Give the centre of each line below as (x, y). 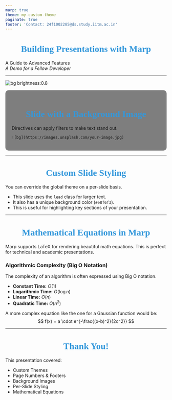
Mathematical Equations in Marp (86, 233)
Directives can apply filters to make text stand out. (65, 128)
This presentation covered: (34, 360)
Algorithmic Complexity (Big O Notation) (57, 265)
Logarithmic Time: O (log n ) (41, 292)
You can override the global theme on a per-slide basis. (64, 187)
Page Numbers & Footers (39, 375)
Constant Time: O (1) (35, 286)
